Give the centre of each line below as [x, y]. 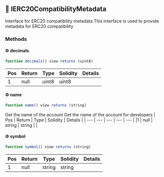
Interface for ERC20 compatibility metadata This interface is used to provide [82, 21]
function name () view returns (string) [46, 106]
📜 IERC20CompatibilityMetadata [56, 9]
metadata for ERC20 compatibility [39, 26]
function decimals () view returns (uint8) [49, 61]
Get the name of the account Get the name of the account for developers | [80, 114]
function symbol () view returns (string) [48, 147]
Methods [16, 39]
